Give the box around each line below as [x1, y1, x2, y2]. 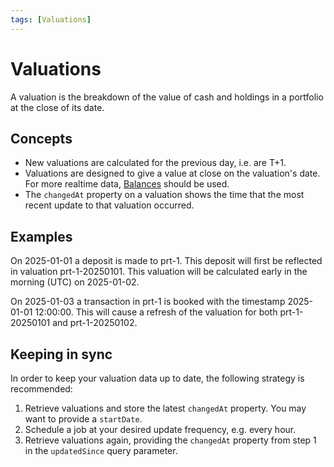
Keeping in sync [10, 346, 113, 363]
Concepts [10, 130, 73, 147]
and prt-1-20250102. [52, 317, 138, 329]
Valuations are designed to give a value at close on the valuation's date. [24, 167, 321, 180]
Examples [10, 228, 73, 245]
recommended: [10, 383, 73, 395]
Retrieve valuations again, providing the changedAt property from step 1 [24, 434, 317, 446]
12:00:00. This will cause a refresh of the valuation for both [34, 306, 278, 318]
